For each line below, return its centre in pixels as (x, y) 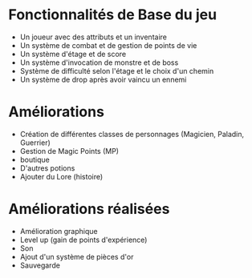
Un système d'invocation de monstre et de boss (99, 62)
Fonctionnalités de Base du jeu (113, 15)
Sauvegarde (40, 265)
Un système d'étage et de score (73, 54)
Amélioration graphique (59, 231)
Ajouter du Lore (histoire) (61, 176)
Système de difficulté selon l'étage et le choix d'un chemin (117, 71)
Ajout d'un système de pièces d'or (77, 256)
